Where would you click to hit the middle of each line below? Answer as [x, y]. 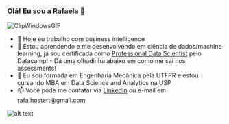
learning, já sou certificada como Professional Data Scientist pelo [109, 53]
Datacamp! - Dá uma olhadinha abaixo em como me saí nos [101, 61]
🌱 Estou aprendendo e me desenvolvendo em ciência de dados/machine [119, 47]
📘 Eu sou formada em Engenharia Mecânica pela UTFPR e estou [108, 75]
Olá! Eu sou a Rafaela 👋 [46, 11]
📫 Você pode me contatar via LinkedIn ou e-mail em [92, 90]
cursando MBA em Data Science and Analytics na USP [94, 83]
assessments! [36, 69]
